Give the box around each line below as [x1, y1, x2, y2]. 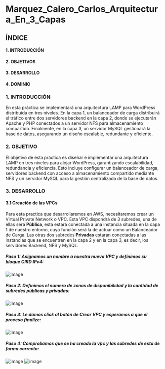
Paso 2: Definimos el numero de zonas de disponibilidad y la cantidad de [5, 283, 159, 289]
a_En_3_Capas [5, 14, 66, 25]
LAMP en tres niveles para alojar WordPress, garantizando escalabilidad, [5, 159, 154, 166]
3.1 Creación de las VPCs [5, 200, 58, 206]
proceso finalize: [5, 317, 41, 323]
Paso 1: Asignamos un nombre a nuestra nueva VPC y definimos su [5, 254, 147, 259]
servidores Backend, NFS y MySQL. [5, 242, 79, 248]
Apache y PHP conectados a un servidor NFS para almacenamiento [5, 120, 143, 126]
